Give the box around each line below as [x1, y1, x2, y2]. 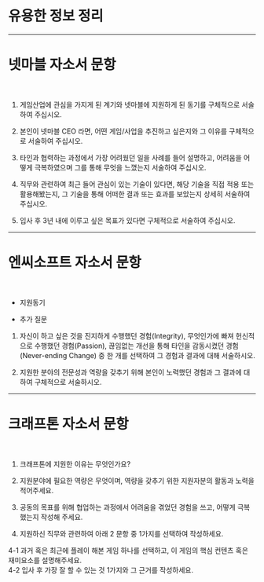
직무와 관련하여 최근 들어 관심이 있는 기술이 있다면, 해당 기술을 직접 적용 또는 [19, 179, 255, 189]
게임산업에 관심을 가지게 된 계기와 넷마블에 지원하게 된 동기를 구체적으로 [19, 100, 240, 109]
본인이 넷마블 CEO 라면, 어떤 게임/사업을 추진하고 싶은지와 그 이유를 [19, 126, 228, 136]
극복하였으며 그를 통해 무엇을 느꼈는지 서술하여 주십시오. [34, 163, 207, 172]
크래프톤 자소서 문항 [8, 415, 130, 433]
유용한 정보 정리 [8, 7, 104, 25]
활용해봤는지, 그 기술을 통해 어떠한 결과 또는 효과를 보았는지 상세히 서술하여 [19, 189, 251, 199]
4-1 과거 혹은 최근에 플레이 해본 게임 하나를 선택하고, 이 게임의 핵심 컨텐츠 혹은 [8, 545, 249, 555]
